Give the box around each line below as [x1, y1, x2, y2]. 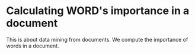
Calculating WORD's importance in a [6, 4, 190, 18]
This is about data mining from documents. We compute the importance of [6, 36, 188, 43]
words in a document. [6, 42, 59, 49]
